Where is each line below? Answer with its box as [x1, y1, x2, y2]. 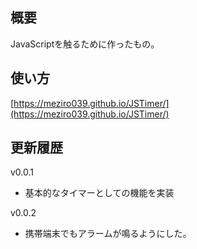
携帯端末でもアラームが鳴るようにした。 [24, 228, 192, 240]
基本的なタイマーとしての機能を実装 [24, 187, 175, 199]
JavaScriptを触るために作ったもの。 [10, 38, 160, 50]
